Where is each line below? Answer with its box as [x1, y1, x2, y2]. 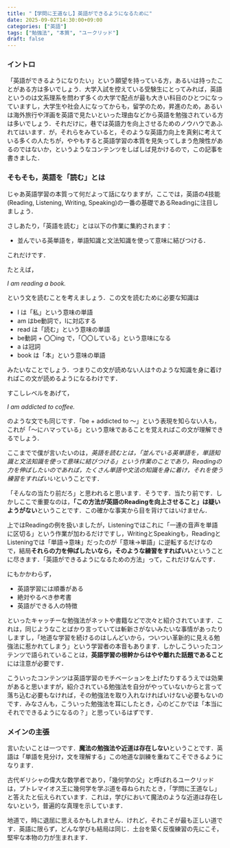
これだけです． [7, 250, 49, 259]
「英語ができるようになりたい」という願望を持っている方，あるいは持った [7, 76, 218, 85]
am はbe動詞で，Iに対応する [16, 316, 97, 325]
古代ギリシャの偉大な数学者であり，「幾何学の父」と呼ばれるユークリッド [7, 776, 214, 784]
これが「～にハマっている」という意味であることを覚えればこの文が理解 [7, 425, 211, 433]
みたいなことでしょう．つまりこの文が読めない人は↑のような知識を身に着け [7, 365, 222, 373]
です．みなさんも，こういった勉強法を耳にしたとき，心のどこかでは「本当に [7, 699, 223, 708]
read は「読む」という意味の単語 [16, 325, 111, 334]
